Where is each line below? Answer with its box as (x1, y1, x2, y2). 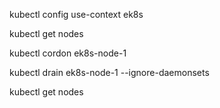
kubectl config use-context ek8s (9, 9, 144, 20)
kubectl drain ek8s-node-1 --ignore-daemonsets (9, 67, 210, 78)
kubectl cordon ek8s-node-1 (9, 47, 127, 59)
